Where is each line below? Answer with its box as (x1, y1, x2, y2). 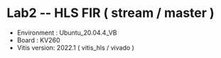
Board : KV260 (16, 35, 60, 44)
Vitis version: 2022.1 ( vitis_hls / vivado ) (16, 43, 134, 52)
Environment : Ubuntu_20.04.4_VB (16, 28, 118, 37)
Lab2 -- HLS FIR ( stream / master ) (6, 5, 215, 21)
